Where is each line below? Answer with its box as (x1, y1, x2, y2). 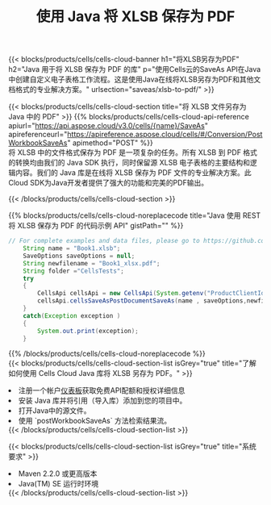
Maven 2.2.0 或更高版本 (19, 469, 98, 478)
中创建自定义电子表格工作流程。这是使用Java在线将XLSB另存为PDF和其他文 (8, 74, 261, 85)
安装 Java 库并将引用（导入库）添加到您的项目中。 (19, 396, 187, 406)
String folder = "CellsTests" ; (23, 267, 125, 275)
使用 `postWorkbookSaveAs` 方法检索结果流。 (19, 416, 172, 426)
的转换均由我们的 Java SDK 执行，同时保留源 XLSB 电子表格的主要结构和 (8, 158, 251, 168)
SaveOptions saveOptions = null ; (23, 252, 135, 260)
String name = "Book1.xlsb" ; (23, 244, 121, 252)
